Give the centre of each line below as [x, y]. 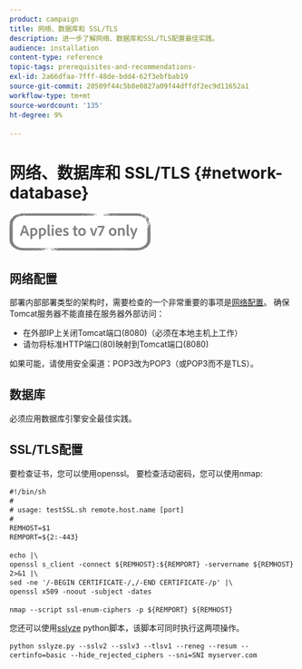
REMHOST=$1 [30, 528]
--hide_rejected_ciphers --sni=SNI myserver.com [164, 655]
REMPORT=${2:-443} [44, 537]
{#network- [238, 173]
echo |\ [24, 555]
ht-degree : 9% [36, 115]
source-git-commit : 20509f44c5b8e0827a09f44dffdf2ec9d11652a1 [129, 86]
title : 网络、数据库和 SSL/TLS [63, 29]
